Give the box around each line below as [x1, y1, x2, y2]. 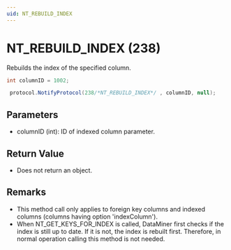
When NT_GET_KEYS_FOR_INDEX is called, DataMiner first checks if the [16, 219, 225, 228]
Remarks [6, 186, 47, 198]
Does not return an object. [16, 166, 92, 175]
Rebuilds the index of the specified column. [6, 64, 131, 72]
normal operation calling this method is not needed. [16, 235, 165, 243]
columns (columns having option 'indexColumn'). [16, 212, 158, 221]
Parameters [6, 109, 59, 121]
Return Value [6, 147, 64, 159]
